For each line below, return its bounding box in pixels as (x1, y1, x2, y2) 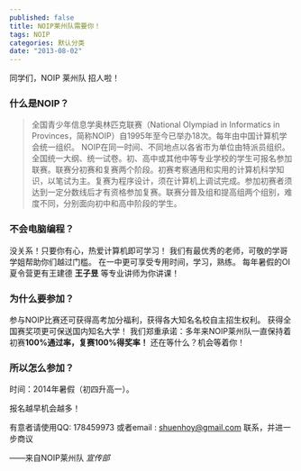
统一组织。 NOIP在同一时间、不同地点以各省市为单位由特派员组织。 (39, 141, 290, 153)
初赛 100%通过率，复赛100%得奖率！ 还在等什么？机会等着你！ (9, 337, 246, 348)
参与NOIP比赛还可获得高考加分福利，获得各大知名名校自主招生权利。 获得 (9, 314, 284, 325)
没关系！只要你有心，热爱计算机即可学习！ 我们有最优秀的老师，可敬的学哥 (9, 245, 288, 256)
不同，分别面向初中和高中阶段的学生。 (39, 198, 182, 209)
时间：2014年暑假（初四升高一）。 (9, 384, 135, 394)
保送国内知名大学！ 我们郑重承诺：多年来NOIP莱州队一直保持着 (56, 326, 291, 337)
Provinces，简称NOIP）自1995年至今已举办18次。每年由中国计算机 (31, 131, 279, 141)
